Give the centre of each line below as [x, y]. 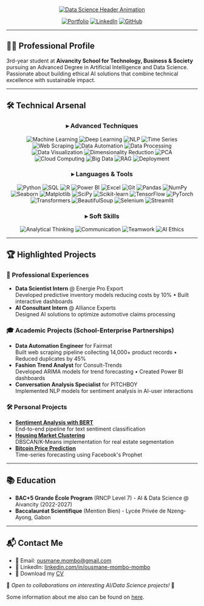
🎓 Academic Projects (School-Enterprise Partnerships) [90, 330]
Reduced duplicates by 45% [50, 359]
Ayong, [24, 517]
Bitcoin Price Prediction [45, 448]
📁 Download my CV [39, 574]
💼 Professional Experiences [48, 275]
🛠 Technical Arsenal [46, 106]
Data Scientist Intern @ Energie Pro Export [69, 288]
